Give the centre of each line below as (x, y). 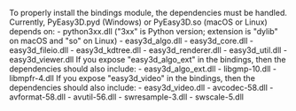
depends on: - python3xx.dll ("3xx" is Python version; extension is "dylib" (144, 31)
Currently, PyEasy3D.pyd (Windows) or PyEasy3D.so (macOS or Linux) (138, 22)
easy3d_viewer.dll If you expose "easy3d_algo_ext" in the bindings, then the (148, 59)
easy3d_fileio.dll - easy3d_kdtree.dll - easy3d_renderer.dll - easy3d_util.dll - (148, 50)
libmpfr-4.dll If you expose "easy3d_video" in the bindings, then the (132, 78)
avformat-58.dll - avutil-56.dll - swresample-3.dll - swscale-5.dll (126, 97)
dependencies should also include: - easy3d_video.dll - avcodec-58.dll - (141, 88)
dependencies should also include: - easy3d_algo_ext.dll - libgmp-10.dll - (143, 69)
